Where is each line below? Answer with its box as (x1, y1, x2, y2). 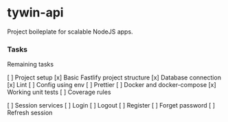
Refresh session (7, 108, 53, 117)
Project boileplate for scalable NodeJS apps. (7, 27, 133, 36)
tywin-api (7, 5, 64, 21)
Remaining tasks (7, 60, 54, 69)
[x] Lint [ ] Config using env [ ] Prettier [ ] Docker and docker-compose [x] (7, 81, 216, 89)
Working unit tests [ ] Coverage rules (7, 88, 111, 97)
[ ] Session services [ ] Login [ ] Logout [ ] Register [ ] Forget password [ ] (7, 101, 215, 110)
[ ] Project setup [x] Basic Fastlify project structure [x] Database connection (7, 73, 222, 82)
